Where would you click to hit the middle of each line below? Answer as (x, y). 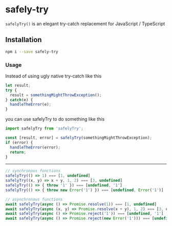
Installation (24, 40)
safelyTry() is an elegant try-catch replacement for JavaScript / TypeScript (85, 24)
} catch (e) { (19, 100)
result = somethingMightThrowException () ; (56, 95)
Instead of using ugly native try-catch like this (53, 76)
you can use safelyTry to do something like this (55, 119)
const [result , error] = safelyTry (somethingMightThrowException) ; (79, 138)
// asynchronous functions (34, 199)
